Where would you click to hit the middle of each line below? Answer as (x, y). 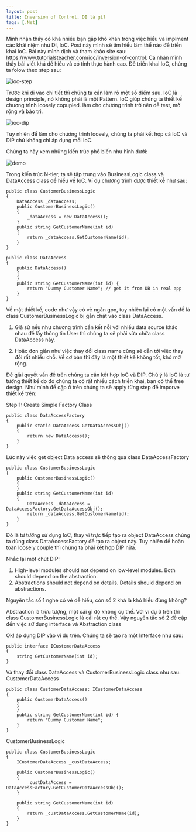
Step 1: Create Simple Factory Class (49, 405)
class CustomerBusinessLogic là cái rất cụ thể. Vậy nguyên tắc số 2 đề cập (97, 618)
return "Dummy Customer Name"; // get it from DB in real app (104, 289)
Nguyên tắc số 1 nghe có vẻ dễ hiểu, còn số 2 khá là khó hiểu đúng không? (97, 600)
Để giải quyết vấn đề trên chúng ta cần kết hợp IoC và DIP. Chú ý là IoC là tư (98, 375)
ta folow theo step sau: (34, 70)
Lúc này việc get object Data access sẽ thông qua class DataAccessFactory (97, 457)
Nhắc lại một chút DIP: (33, 559)
